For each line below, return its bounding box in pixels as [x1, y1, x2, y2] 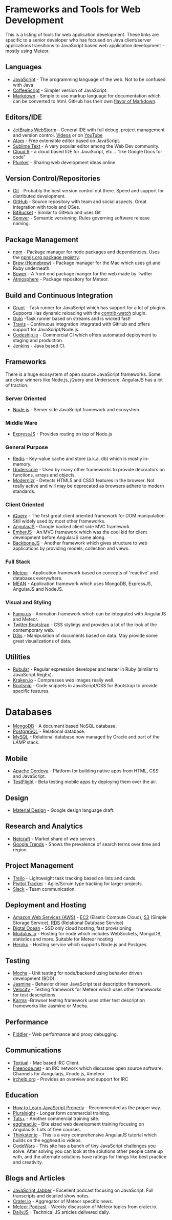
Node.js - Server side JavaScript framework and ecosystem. [12, 407, 141, 413]
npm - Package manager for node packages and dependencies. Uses [12, 249, 160, 255]
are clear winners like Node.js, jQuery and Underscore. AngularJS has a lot [5, 376, 163, 383]
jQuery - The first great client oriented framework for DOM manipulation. [12, 513, 166, 518]
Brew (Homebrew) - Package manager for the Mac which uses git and [12, 260, 161, 266]
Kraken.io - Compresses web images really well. [12, 677, 115, 683]
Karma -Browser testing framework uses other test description [12, 997, 145, 1004]
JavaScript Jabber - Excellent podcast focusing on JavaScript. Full [12, 1187, 154, 1193]
